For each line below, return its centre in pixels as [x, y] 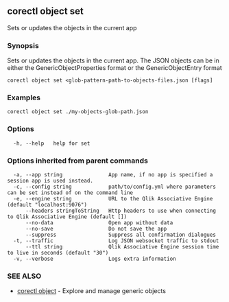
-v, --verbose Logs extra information [95, 259]
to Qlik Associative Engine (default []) [67, 217]
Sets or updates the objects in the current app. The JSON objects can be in [113, 60]
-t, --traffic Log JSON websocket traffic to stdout [116, 241]
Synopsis [23, 45]
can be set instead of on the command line [70, 193]
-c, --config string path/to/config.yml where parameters [114, 187]
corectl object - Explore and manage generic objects [92, 291]
